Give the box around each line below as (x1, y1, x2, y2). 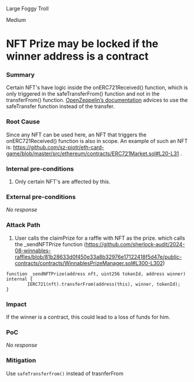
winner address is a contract (6, 50, 149, 63)
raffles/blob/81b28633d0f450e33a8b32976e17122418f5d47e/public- (14, 253, 182, 260)
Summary (6, 71, 35, 79)
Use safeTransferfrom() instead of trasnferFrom (6, 370, 124, 377)
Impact (6, 300, 27, 308)
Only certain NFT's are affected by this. (14, 178, 111, 185)
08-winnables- (14, 247, 51, 254)
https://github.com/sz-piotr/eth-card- (12, 143, 104, 151)
